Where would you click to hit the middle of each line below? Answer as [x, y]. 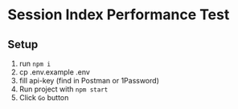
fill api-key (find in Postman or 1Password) [89, 81]
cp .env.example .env [54, 72]
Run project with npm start [64, 89]
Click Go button [44, 97]
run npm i [35, 63]
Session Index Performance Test [119, 15]
